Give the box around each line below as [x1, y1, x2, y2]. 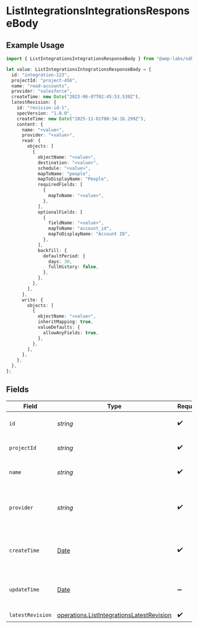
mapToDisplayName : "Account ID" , [48, 231, 131, 237]
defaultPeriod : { [43, 253, 85, 259]
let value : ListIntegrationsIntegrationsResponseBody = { [6, 66, 151, 72]
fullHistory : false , [48, 264, 99, 270]
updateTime [9, 586, 39, 593]
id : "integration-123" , [11, 72, 70, 78]
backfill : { [37, 247, 67, 253]
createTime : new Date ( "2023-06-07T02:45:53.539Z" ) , [11, 94, 141, 100]
